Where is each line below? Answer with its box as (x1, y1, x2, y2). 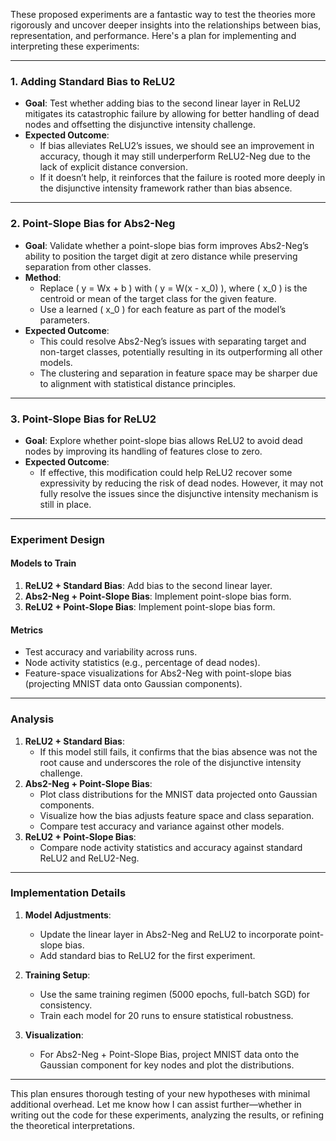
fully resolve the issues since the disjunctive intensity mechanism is (39, 487, 319, 499)
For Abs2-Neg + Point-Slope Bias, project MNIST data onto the (39, 1048, 300, 1060)
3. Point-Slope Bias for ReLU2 (10, 412, 157, 426)
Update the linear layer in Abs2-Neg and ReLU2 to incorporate (39, 928, 297, 940)
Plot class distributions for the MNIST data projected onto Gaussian (39, 788, 318, 800)
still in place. (39, 498, 92, 510)
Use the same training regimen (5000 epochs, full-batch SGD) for (39, 988, 310, 1000)
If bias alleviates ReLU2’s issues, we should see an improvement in (39, 140, 315, 152)
